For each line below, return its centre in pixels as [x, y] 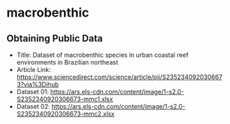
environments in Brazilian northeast [67, 62]
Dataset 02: [33, 106]
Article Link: [34, 70]
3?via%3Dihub [38, 84]
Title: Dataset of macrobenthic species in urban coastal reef [102, 55]
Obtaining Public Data [55, 38]
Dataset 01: [33, 92]
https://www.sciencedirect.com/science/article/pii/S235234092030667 [120, 77]
